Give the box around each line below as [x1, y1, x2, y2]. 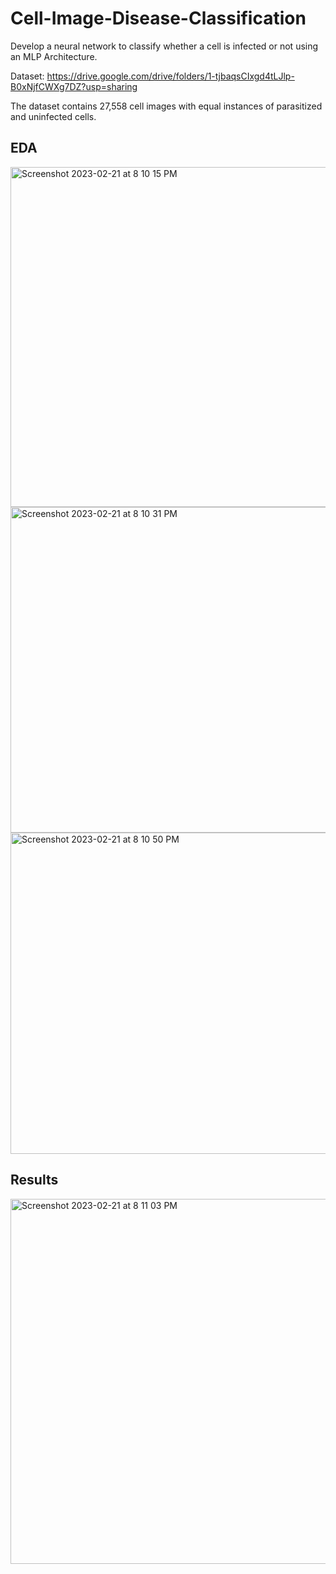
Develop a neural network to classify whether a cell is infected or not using [10, 40, 319, 52]
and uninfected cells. [10, 110, 97, 122]
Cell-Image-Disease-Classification [10, 7, 307, 30]
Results [10, 1172, 59, 1189]
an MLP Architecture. [10, 50, 98, 62]
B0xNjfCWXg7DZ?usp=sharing [10, 80, 138, 92]
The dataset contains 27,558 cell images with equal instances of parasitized [10, 100, 323, 112]
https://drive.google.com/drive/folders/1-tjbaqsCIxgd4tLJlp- [46, 70, 295, 82]
